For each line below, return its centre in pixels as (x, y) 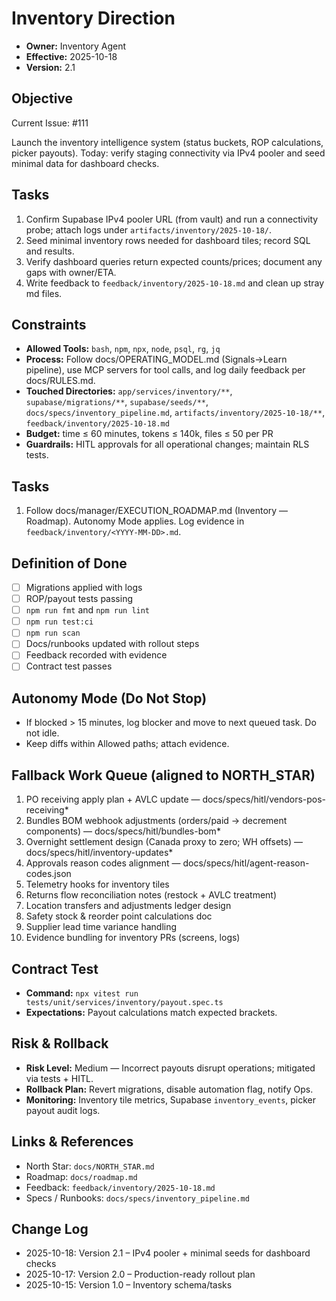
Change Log (50, 1228)
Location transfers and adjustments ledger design (128, 906)
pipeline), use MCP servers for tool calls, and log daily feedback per (165, 370)
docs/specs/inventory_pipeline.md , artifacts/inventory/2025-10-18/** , (175, 413)
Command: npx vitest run (82, 993)
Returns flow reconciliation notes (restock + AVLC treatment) (151, 895)
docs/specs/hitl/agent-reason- (246, 863)
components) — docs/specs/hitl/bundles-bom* (123, 831)
